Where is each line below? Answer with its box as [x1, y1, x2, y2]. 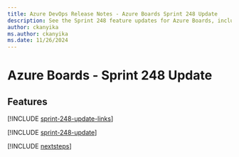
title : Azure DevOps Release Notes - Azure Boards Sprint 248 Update [7, 10, 218, 18]
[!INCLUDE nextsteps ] [7, 142, 73, 151]
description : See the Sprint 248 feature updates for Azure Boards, [7, 17, 215, 24]
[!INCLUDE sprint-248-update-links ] [7, 114, 114, 123]
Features [7, 95, 48, 107]
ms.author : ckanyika [7, 30, 69, 38]
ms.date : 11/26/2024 [7, 37, 69, 44]
